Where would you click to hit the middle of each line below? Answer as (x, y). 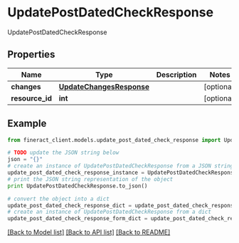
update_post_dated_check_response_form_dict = (78, 219)
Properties (31, 55)
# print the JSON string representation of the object (90, 179)
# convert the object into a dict (59, 199)
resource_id (31, 98)
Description (176, 74)
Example (27, 124)
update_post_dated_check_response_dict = (70, 205)
